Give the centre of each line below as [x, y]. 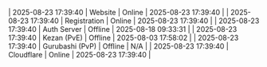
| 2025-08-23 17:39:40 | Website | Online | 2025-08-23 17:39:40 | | [119, 12]
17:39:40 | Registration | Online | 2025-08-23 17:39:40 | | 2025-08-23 [145, 21]
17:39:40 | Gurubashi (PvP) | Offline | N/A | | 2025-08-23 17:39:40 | [118, 46]
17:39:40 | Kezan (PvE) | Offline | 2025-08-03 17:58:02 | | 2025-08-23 [124, 37]
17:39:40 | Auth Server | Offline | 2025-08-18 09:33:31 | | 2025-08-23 [123, 29]
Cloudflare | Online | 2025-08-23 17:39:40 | [80, 55]
